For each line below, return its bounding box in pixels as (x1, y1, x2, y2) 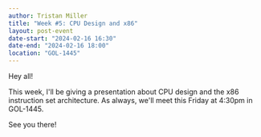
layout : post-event (8, 27, 74, 35)
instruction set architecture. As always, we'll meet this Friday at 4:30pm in (8, 96, 253, 105)
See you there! (8, 120, 57, 129)
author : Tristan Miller (8, 11, 88, 20)
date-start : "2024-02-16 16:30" (8, 34, 116, 43)
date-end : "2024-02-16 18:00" (8, 42, 110, 50)
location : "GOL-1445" (8, 49, 81, 57)
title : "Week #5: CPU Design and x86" (8, 19, 138, 27)
